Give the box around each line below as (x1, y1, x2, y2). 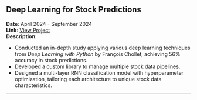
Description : (6, 32, 37, 40)
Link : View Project (6, 26, 50, 34)
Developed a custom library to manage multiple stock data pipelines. (14, 63, 181, 70)
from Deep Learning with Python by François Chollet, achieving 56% (14, 50, 181, 58)
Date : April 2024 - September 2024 (6, 20, 93, 27)
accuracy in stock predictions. (14, 56, 88, 64)
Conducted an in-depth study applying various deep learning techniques (14, 44, 191, 51)
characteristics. (14, 82, 53, 89)
